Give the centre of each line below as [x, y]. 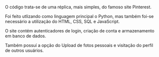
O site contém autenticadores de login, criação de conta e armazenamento [80, 31]
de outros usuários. [24, 50]
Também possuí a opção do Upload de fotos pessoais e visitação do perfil [79, 45]
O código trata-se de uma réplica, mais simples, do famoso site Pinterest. [78, 7]
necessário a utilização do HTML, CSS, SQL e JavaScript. [63, 21]
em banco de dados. [26, 36]
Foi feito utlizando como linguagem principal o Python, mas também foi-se [79, 16]
